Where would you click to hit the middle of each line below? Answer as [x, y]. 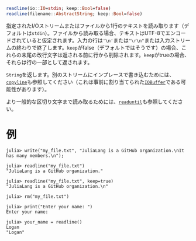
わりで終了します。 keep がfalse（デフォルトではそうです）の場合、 [102, 47]
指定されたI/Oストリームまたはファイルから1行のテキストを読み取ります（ [95, 26]
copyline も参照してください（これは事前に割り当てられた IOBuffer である [94, 82]
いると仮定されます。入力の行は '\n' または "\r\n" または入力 [98, 40]
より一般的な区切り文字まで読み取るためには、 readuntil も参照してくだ [92, 102]
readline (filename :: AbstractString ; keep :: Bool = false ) [74, 14]
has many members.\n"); [35, 156]
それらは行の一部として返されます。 [49, 62]
